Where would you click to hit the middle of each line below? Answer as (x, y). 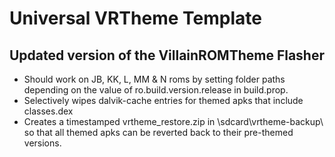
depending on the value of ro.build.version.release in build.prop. (156, 90)
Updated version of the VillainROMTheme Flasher (167, 55)
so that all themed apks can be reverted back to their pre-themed (158, 132)
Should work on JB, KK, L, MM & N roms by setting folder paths (154, 79)
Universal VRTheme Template (135, 18)
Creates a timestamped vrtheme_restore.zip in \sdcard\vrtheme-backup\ (173, 121)
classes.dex (48, 111)
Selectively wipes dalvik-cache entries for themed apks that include (163, 100)
